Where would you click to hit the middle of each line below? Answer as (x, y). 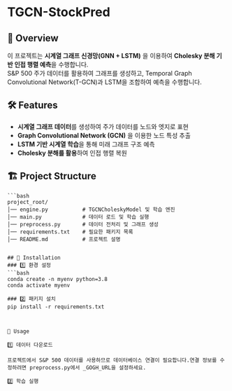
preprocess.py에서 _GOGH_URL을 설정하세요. (88, 368)
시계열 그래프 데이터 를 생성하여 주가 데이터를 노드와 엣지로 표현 (103, 126)
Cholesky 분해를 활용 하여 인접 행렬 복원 (72, 153)
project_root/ (28, 202)
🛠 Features (32, 105)
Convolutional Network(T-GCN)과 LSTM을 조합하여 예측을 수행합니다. (104, 82)
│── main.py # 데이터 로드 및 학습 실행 (78, 217)
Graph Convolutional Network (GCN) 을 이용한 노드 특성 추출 (104, 135)
